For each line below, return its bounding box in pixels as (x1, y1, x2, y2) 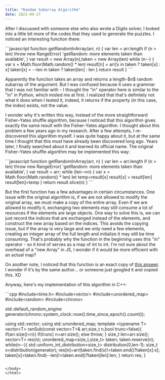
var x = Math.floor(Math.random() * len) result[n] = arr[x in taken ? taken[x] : (5, 61, 161, 67)
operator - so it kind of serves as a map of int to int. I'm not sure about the (5, 241, 156, 247)
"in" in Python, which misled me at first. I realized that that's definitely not (5, 92, 155, 98)
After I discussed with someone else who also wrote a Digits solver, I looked (5, 25, 160, 31)
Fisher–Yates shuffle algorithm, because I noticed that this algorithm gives (5, 117, 156, 123)
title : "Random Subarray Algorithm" (5, 7, 81, 12)
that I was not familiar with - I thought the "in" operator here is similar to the (5, 86, 159, 92)
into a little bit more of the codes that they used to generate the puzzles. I (5, 31, 155, 37)
